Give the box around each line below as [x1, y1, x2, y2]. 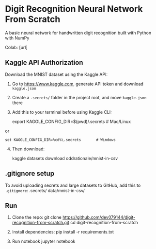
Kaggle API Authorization [5, 58, 83, 67]
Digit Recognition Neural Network [5, 3, 143, 15]
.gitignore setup [5, 169, 55, 178]
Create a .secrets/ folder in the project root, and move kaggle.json [12, 94, 147, 100]
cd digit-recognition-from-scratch [70, 220, 138, 226]
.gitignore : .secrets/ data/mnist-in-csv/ [5, 187, 85, 193]
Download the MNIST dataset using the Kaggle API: [5, 71, 108, 77]
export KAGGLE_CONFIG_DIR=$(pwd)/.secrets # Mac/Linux [12, 118, 131, 124]
